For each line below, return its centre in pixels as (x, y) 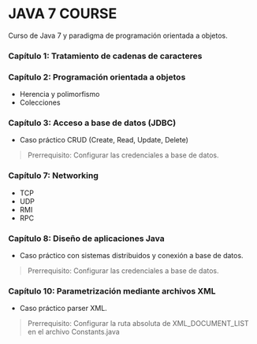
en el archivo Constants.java (73, 332)
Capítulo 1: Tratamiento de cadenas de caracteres (105, 56)
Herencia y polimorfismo (60, 94)
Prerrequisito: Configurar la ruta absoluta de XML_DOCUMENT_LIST (138, 324)
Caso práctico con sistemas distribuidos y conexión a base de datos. (131, 256)
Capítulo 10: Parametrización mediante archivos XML (112, 290)
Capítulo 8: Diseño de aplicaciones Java (86, 239)
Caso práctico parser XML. (63, 309)
